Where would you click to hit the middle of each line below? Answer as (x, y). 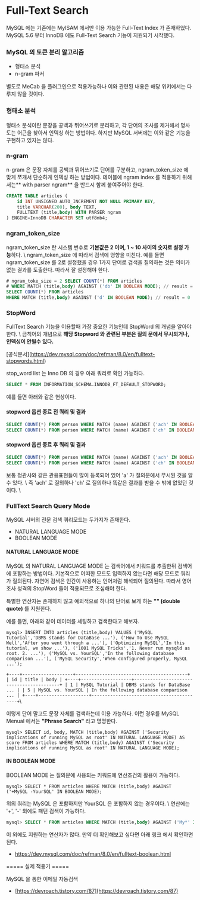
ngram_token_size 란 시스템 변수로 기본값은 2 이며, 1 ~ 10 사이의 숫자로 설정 (95, 247)
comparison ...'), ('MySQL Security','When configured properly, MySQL (97, 659)
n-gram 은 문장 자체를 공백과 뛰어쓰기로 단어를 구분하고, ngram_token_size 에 (97, 169)
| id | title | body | (34, 679)
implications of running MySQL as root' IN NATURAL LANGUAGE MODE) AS (96, 737)
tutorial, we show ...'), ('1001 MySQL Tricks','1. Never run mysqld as (98, 648)
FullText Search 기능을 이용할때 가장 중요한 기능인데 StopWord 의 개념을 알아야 (99, 327)
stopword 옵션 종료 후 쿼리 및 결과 (46, 444)
